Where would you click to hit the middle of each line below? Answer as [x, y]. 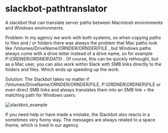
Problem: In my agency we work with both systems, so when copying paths [83, 37]
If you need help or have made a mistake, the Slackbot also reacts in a [78, 114]
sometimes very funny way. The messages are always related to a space [80, 119]
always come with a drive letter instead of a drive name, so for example [79, 53]
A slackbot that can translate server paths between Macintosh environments [84, 22]
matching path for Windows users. [41, 95]
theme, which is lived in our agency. [42, 125]
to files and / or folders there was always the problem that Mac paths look [81, 42]
